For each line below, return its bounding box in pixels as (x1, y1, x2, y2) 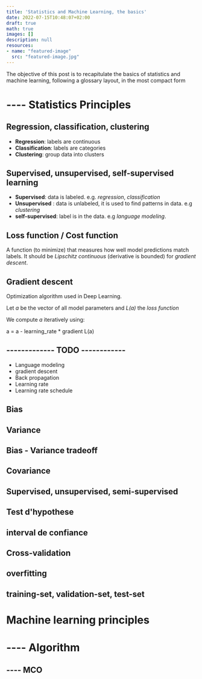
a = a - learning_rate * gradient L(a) (6, 328, 95, 335)
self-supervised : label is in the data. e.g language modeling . (14, 212, 166, 220)
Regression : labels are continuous (14, 138, 101, 145)
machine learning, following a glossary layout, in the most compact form (6, 77, 186, 84)
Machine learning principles (6, 613, 150, 626)
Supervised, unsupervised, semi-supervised (6, 486, 178, 497)
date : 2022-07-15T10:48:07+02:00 (6, 14, 90, 21)
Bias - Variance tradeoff (6, 445, 98, 456)
